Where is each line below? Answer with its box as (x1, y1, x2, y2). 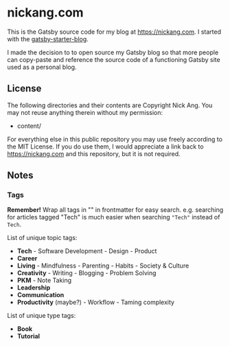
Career (16, 255, 38, 263)
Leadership (16, 283, 51, 292)
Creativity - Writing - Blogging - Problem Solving (16, 269, 157, 277)
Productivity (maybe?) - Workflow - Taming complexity (16, 298, 175, 307)
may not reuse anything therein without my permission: (7, 108, 163, 116)
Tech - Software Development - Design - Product (16, 247, 157, 255)
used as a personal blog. (7, 63, 77, 71)
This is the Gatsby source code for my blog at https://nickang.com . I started (7, 28, 222, 36)
